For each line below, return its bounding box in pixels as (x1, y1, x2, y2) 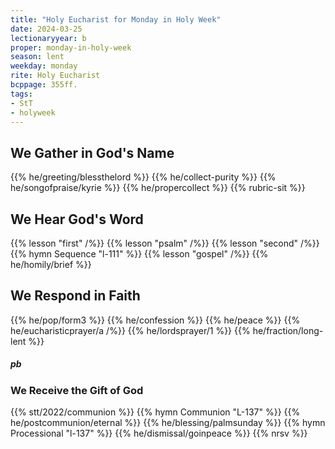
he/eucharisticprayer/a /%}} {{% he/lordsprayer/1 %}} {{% (10, 324, 251, 336)
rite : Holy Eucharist (10, 71, 101, 81)
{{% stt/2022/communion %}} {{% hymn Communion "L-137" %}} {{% (10, 406, 301, 418)
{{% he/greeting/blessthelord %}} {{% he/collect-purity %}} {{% (10, 171, 277, 183)
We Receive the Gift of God (10, 383, 144, 397)
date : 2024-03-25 (10, 24, 83, 34)
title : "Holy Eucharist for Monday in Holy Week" (10, 14, 222, 25)
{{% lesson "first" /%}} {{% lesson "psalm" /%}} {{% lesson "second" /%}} (10, 237, 320, 249)
